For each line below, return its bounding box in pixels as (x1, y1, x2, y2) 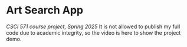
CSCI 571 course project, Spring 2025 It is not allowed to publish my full (6, 23, 181, 30)
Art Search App (6, 4, 84, 17)
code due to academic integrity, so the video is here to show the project (6, 29, 181, 36)
